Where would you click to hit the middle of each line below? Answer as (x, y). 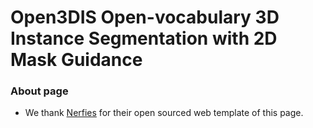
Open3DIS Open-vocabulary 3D (145, 17)
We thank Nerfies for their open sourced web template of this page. (164, 113)
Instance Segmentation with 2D (144, 38)
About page (39, 91)
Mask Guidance (76, 60)
